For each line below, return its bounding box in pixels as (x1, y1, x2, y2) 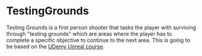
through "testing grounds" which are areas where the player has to (6, 30, 172, 37)
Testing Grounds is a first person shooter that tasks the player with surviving (6, 24, 196, 31)
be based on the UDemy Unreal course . (6, 43, 105, 50)
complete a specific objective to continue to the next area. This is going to (6, 36, 191, 43)
